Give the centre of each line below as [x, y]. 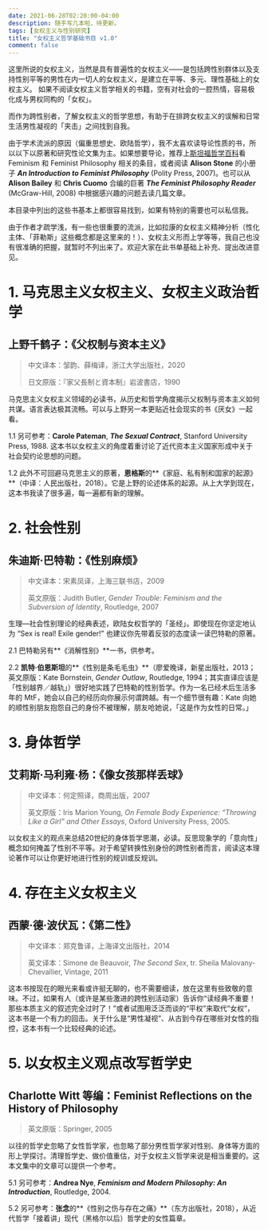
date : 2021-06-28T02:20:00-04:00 [64, 16]
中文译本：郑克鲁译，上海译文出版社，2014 [99, 946]
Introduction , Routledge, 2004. [60, 1192]
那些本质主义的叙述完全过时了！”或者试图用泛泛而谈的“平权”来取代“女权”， [131, 1008]
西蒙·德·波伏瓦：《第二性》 [72, 925]
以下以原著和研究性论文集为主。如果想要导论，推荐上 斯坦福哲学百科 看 [130, 154]
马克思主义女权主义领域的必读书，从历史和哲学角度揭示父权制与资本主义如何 [134, 399]
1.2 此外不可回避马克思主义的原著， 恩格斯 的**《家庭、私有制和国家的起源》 [133, 473]
